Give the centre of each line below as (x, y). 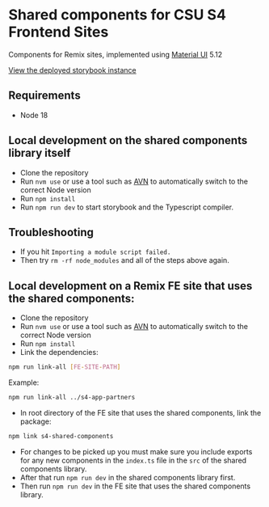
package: (36, 421)
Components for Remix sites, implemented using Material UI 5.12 (116, 54)
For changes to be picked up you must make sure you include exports (136, 451)
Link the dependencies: (59, 353)
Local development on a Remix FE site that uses (130, 286)
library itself (40, 153)
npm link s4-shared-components (61, 436)
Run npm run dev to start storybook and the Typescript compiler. (127, 207)
